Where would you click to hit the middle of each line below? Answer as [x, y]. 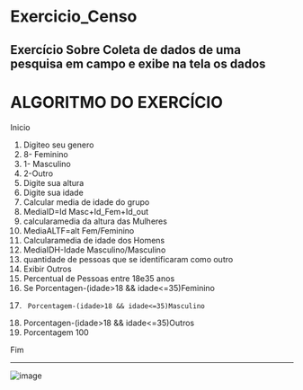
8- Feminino [45, 154]
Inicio [20, 127]
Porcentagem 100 [56, 332]
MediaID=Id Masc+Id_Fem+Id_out [86, 211]
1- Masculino [47, 164]
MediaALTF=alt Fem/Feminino [79, 230]
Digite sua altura [53, 182]
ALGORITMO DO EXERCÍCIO [116, 102]
